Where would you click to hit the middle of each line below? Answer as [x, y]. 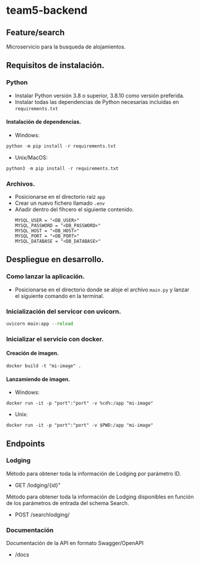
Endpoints [26, 443]
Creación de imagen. [33, 353]
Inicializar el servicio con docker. [55, 339]
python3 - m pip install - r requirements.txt [62, 168]
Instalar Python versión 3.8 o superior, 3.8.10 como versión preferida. [100, 96]
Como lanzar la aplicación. [45, 276]
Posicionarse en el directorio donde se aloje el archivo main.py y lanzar [102, 290]
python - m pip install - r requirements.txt [61, 146]
